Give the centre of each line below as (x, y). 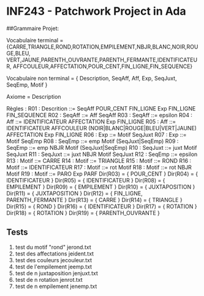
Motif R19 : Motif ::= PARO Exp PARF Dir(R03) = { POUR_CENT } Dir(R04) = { (102, 174)
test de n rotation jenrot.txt (49, 279)
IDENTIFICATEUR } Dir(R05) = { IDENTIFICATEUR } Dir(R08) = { (86, 180)
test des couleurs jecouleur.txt (54, 260)
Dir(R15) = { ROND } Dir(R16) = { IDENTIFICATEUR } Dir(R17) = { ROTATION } (102, 206)
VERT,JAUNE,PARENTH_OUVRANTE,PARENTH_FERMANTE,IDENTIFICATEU (102, 60)
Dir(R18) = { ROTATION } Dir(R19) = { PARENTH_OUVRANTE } (83, 212)
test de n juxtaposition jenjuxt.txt (56, 273)
